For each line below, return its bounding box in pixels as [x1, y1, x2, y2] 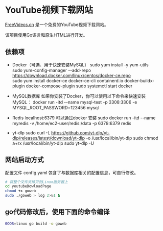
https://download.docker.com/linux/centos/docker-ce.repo [12, 72, 131, 78]
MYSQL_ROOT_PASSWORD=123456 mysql [12, 104, 99, 110]
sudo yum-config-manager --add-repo [12, 67, 92, 73]
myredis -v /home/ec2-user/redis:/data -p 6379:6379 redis [12, 120, 132, 126]
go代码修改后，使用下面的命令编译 [5, 208, 110, 216]
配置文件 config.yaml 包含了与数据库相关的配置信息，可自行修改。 [5, 170, 139, 176]
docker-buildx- [124, 77, 155, 83]
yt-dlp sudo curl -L [12, 129, 50, 135]
